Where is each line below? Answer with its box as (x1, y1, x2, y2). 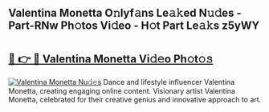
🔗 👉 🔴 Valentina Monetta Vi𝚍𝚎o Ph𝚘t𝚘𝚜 (8, 52, 214, 66)
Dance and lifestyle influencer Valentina (103, 78, 235, 86)
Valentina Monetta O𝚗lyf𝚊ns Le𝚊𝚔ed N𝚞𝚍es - (8, 6, 243, 20)
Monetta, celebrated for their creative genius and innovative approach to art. (8, 95, 262, 104)
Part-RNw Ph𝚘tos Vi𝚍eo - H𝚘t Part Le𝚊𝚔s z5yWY (8, 19, 260, 33)
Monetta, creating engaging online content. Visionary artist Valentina (8, 86, 235, 95)
